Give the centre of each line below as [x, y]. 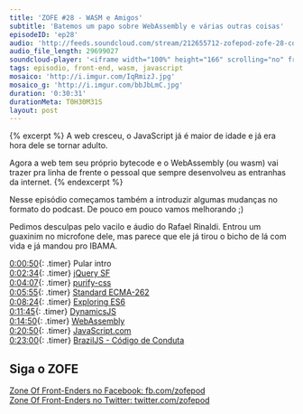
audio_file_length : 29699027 [64, 52]
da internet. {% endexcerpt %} [66, 183]
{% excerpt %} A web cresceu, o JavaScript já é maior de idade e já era [143, 136]
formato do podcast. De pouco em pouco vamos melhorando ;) [127, 210]
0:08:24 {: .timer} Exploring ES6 [68, 302]
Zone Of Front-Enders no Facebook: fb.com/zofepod [107, 390]
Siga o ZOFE [44, 368]
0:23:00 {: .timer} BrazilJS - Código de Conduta [97, 341]
